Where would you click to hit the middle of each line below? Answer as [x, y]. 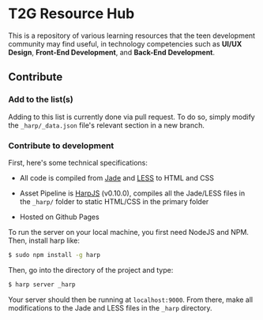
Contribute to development [61, 145]
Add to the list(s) [41, 99]
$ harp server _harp [42, 285]
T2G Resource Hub [71, 14]
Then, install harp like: [44, 240]
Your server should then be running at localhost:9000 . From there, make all [131, 300]
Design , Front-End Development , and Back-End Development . [112, 52]
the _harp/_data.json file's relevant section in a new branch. [107, 125]
